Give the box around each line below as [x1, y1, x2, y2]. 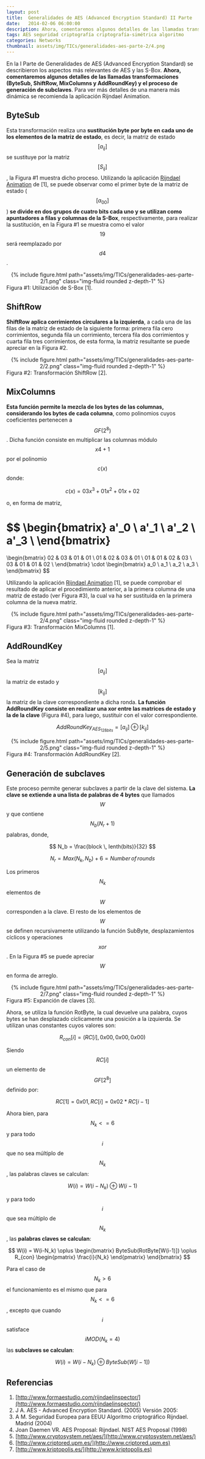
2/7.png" [40, 990, 62, 998]
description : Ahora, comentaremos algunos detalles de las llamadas [6, 26, 184, 32]
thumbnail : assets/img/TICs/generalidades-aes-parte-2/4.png [6, 44, 165, 50]
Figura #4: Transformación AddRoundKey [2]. [6, 751, 121, 758]
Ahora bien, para [6, 1110, 49, 1117]
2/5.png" [39, 744, 62, 751]
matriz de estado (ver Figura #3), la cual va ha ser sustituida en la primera [6, 592, 192, 599]
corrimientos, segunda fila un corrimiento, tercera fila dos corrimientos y [6, 331, 189, 338]
